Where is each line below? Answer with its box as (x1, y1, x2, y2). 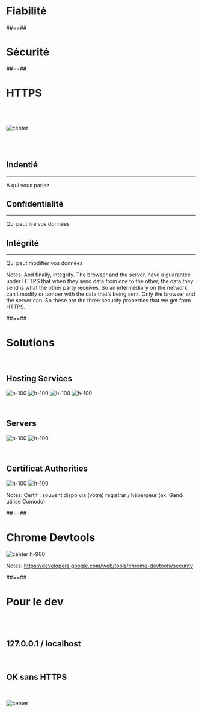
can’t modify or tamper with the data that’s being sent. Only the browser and (6, 290, 195, 298)
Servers (6, 419, 37, 429)
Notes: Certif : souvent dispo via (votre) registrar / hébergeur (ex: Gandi (6, 491, 184, 498)
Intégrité (6, 238, 39, 248)
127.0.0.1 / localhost (6, 639, 81, 649)
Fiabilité (6, 4, 47, 18)
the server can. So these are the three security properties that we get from (6, 297, 191, 304)
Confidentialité (6, 199, 64, 209)
